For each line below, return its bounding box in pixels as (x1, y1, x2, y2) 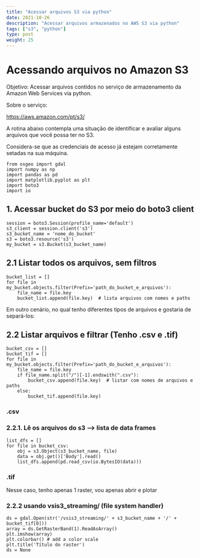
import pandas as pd (6, 171, 59, 178)
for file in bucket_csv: (6, 443, 69, 449)
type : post (6, 32, 34, 38)
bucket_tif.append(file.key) (28, 393, 102, 400)
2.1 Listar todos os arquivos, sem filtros (6, 258, 157, 268)
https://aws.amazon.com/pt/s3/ (6, 113, 85, 120)
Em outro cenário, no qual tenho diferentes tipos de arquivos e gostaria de (6, 305, 192, 313)
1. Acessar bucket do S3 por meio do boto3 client (6, 204, 195, 214)
